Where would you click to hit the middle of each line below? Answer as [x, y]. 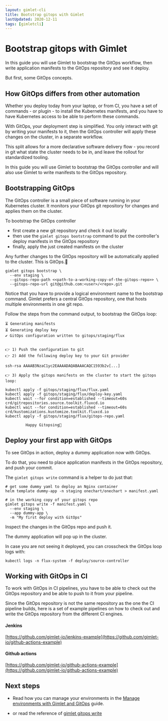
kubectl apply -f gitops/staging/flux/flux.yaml [57, 390]
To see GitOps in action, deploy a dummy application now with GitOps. [78, 452]
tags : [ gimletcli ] [24, 24]
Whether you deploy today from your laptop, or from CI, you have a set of [81, 106]
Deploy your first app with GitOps [59, 440]
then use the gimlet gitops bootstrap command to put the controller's [86, 236]
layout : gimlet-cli [26, 10]
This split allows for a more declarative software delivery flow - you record [82, 147]
